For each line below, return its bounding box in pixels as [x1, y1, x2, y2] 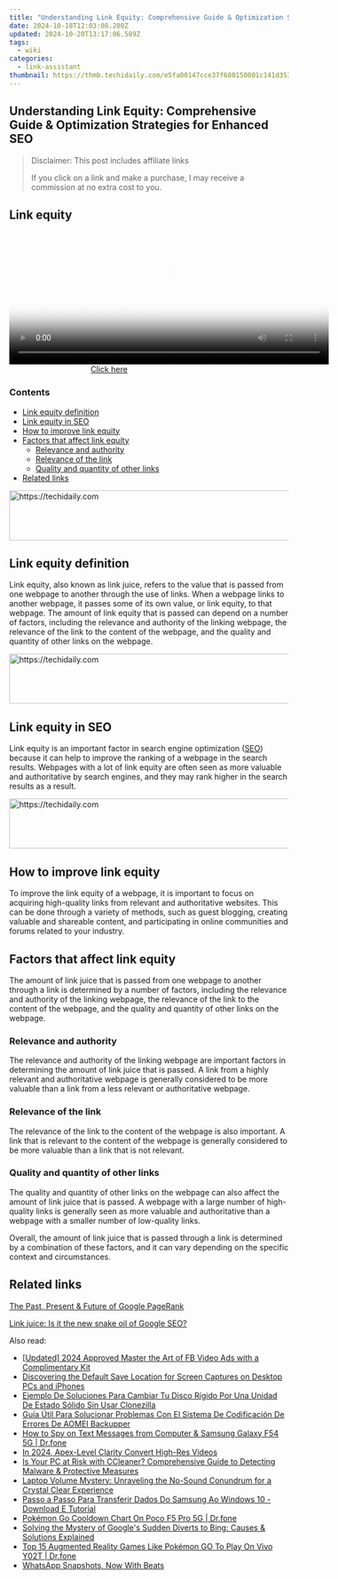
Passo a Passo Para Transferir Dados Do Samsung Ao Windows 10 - [21, 1494, 271, 1504]
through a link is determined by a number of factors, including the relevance [9, 984, 287, 995]
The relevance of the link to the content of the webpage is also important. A [9, 1125, 286, 1137]
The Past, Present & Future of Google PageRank [9, 1300, 185, 1311]
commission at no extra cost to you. [30, 181, 162, 192]
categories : [9, 54, 53, 63]
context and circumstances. [9, 1251, 111, 1262]
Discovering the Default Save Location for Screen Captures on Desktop [21, 1371, 283, 1382]
